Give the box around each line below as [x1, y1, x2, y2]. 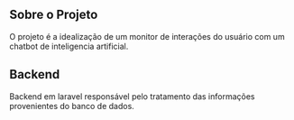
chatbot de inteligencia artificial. [9, 41, 129, 51]
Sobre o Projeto [9, 7, 98, 23]
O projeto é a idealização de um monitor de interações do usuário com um [9, 31, 286, 42]
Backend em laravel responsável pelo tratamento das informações [9, 90, 255, 102]
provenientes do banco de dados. [9, 100, 135, 111]
